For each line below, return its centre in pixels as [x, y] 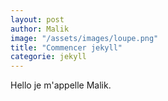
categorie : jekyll [48, 57]
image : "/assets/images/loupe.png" [84, 38]
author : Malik [40, 29]
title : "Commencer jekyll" [66, 47]
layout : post [37, 19]
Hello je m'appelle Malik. [61, 85]
